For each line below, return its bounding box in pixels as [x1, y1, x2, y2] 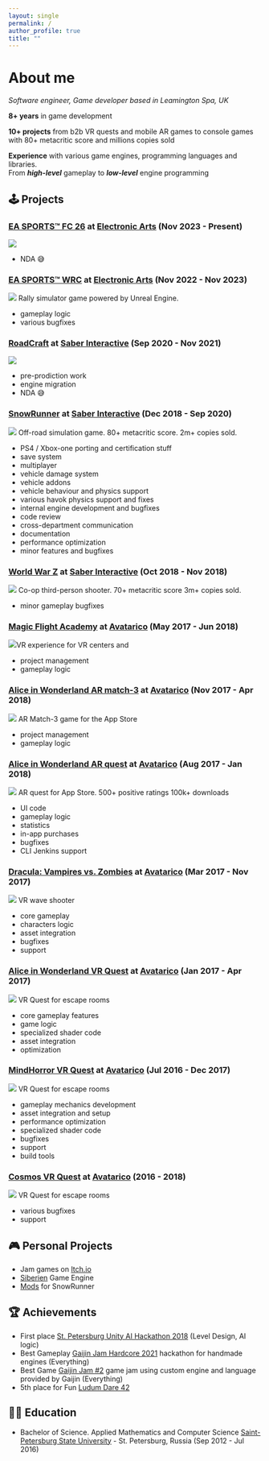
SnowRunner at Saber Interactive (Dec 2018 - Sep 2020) [8, 408, 233, 420]
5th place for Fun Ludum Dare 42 [19, 1382, 130, 1392]
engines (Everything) [19, 1356, 90, 1366]
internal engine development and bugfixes [19, 503, 161, 512]
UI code [19, 803, 47, 813]
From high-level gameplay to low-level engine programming [8, 168, 210, 178]
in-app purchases [19, 829, 79, 838]
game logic [19, 1019, 58, 1028]
